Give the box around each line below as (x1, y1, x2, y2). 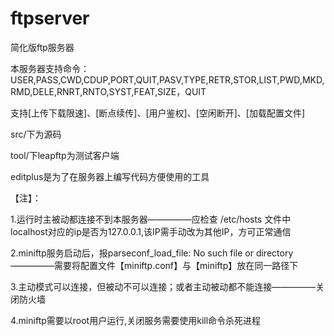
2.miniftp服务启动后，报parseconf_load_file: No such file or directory (10, 247, 294, 259)
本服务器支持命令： (10, 62, 90, 74)
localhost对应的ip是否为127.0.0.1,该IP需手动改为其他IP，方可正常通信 (10, 225, 292, 237)
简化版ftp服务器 (10, 41, 75, 53)
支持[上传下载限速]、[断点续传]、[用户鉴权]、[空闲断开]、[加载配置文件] (10, 107, 306, 119)
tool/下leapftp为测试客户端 (10, 149, 120, 161)
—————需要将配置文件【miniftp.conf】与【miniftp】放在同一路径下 (10, 259, 299, 271)
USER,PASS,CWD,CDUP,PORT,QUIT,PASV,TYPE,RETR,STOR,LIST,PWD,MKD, (10, 73, 325, 86)
